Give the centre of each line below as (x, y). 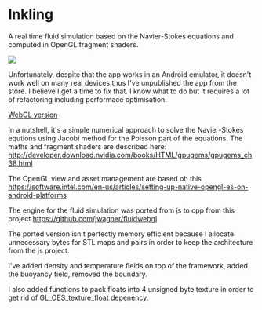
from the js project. (39, 250)
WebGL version (33, 115)
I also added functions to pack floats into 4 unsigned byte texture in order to (131, 289)
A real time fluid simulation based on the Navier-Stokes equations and (121, 36)
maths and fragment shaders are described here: (87, 146)
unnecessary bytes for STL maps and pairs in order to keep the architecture (131, 242)
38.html (20, 163)
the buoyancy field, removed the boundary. (78, 274)
